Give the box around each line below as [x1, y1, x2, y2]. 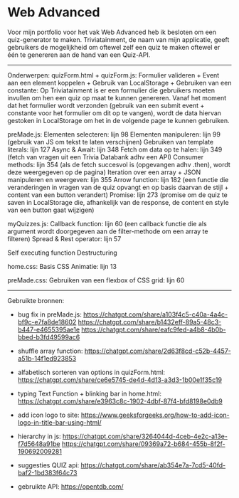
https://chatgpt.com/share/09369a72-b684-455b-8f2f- [61, 439, 225, 448]
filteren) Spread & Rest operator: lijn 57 [7, 234, 122, 243]
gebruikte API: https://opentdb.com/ [17, 482, 124, 491]
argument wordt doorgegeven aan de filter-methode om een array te [7, 227, 208, 235]
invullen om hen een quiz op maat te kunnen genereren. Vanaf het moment [7, 93, 227, 102]
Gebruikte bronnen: [7, 296, 65, 304]
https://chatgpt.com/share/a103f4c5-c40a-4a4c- [83, 310, 228, 319]
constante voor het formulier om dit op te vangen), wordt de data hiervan [7, 108, 222, 117]
